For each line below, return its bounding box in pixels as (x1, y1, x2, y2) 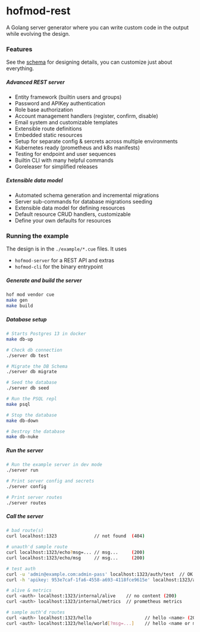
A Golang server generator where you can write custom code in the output (6, 24, 189, 31)
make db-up (6, 336, 33, 342)
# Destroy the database (6, 428, 65, 434)
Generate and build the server (6, 277, 82, 284)
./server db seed (6, 385, 49, 391)
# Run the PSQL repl (6, 396, 58, 402)
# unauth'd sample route (6, 544, 68, 550)
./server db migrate (6, 369, 58, 375)
